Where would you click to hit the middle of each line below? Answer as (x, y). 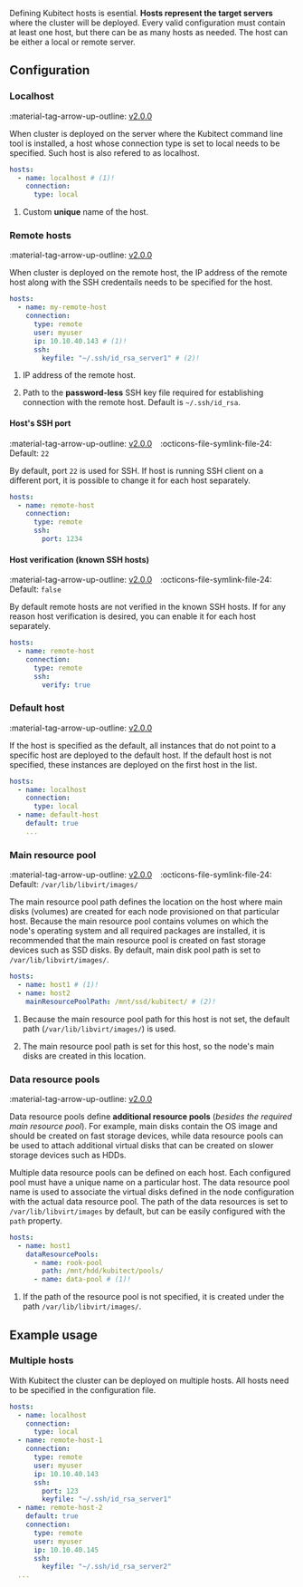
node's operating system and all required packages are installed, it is (137, 931)
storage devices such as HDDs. (68, 1155)
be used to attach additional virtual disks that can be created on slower (142, 1145)
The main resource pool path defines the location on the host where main (146, 902)
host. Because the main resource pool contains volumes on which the (139, 921)
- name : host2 (44, 993)
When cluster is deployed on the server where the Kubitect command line (146, 133)
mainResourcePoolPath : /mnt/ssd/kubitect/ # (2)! (121, 1002)
